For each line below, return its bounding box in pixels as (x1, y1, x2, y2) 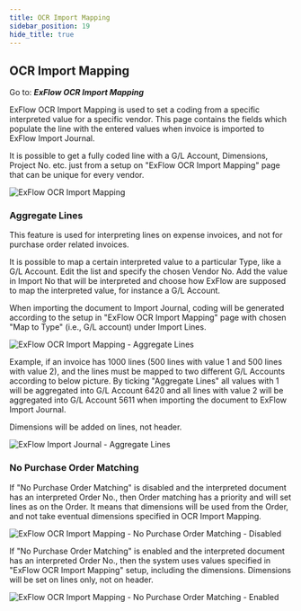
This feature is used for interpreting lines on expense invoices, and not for (9, 230, 283, 241)
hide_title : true (9, 30, 75, 39)
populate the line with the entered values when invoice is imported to (9, 123, 265, 135)
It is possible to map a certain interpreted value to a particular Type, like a (9, 257, 281, 268)
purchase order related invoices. (9, 239, 129, 250)
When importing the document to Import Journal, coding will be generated (9, 303, 285, 314)
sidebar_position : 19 (9, 22, 91, 31)
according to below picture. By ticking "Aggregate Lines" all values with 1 (9, 376, 280, 386)
